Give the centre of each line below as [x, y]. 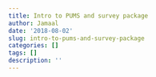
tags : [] [23, 53]
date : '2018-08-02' [41, 30]
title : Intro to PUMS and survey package [78, 16]
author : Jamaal [34, 23]
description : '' [35, 61]
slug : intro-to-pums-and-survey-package [77, 38]
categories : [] [34, 46]
